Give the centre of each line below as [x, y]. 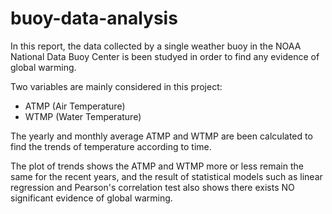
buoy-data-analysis [94, 18]
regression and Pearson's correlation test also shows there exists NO [152, 187]
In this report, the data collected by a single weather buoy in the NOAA [156, 46]
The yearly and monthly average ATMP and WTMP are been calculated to [161, 136]
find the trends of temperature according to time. [111, 146]
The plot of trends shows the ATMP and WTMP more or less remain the [157, 166]
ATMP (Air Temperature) [75, 106]
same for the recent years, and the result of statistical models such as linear [166, 176]
